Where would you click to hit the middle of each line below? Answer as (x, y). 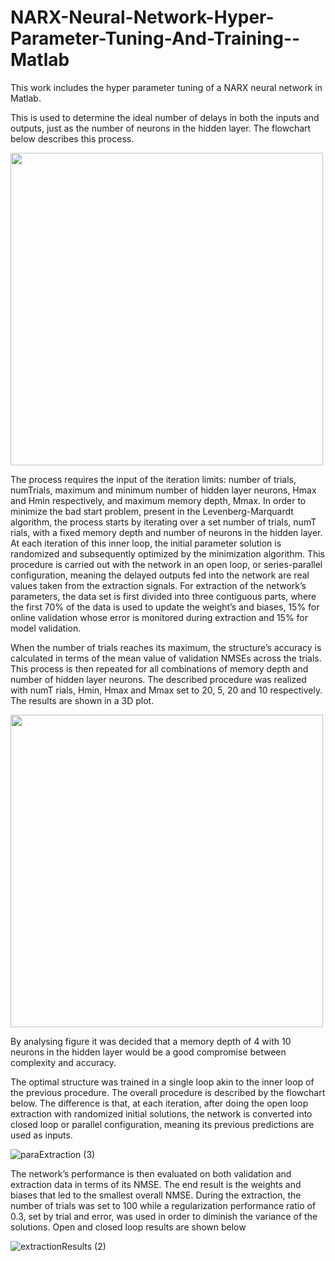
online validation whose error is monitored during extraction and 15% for (159, 617)
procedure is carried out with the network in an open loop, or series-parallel (166, 564)
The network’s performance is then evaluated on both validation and (151, 1173)
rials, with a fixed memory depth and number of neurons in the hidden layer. (166, 532)
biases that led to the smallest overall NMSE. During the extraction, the (156, 1195)
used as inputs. (41, 1135)
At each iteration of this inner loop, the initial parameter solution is (146, 543)
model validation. (46, 628)
